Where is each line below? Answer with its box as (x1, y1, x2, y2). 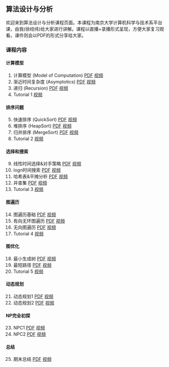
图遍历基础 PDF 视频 (13, 211, 56, 218)
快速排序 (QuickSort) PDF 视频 (13, 117, 77, 123)
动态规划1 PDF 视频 (13, 293, 54, 299)
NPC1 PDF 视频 (13, 325, 45, 331)
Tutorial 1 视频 (13, 91, 43, 97)
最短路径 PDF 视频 (13, 262, 52, 268)
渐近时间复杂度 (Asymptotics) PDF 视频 (13, 78, 96, 84)
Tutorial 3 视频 (13, 186, 44, 192)
